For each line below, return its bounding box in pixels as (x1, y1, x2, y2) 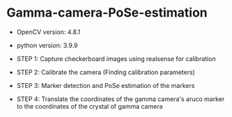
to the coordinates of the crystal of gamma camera (16, 102, 163, 110)
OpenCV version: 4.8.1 (16, 28, 81, 36)
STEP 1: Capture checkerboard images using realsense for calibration (16, 54, 217, 63)
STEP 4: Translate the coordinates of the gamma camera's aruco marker (16, 95, 225, 103)
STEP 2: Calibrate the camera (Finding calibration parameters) (16, 68, 196, 76)
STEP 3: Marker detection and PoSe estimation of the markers (16, 81, 195, 89)
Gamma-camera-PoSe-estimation (6, 5, 208, 21)
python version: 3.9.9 (16, 41, 78, 49)
